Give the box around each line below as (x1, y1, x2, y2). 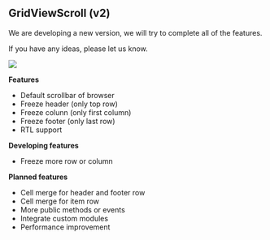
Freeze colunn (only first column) (20, 107, 132, 117)
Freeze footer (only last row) (20, 116, 115, 126)
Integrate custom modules (20, 213, 108, 223)
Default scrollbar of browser (20, 90, 115, 100)
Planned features (8, 172, 68, 182)
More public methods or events (20, 204, 126, 214)
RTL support (20, 125, 63, 135)
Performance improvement (20, 222, 111, 232)
